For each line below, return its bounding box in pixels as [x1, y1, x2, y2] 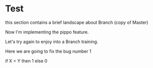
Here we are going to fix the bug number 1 [5, 48, 91, 54]
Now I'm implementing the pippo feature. [5, 29, 89, 35]
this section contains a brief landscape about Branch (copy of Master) [5, 19, 149, 25]
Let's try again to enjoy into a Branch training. [5, 38, 98, 45]
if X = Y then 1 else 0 [5, 58, 48, 64]
